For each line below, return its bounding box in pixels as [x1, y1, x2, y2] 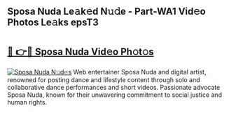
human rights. [7, 98, 48, 106]
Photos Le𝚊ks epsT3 [7, 17, 99, 29]
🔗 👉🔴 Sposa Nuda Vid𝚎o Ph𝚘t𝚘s [7, 46, 154, 58]
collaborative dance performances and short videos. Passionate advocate [7, 84, 221, 91]
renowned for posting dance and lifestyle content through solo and [7, 76, 200, 84]
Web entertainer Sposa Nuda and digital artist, [73, 68, 207, 76]
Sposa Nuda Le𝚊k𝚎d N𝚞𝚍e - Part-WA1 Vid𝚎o [7, 6, 206, 18]
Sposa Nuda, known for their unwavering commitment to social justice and [7, 91, 223, 99]
